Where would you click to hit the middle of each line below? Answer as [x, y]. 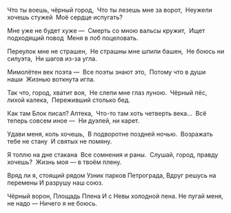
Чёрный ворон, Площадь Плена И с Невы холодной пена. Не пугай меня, [115, 196]
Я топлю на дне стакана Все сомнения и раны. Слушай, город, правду [113, 155]
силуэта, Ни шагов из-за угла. [52, 59]
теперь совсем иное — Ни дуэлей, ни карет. [73, 121]
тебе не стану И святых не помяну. [60, 141]
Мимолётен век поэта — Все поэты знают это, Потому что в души [107, 72]
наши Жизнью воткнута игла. [51, 79]
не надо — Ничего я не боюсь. [52, 203]
